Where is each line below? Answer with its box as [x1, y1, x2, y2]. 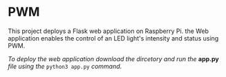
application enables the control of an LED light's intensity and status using [8, 34, 219, 42]
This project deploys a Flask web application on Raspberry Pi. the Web [8, 27, 209, 35]
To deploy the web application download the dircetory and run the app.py [8, 54, 220, 63]
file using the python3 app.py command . [8, 62, 122, 70]
